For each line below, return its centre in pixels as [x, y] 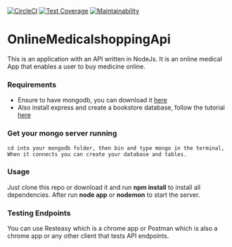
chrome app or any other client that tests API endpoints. [88, 236]
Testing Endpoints [39, 213]
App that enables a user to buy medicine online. [77, 66]
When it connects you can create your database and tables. [97, 154]
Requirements [32, 85]
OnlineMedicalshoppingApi [89, 40]
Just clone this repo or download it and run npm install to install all [104, 187]
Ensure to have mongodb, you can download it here [92, 100]
